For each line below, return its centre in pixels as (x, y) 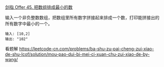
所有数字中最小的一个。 (29, 24)
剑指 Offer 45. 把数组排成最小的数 (39, 7)
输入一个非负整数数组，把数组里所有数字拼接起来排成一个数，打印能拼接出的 (82, 18)
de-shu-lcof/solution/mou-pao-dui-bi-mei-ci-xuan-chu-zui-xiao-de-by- (78, 54)
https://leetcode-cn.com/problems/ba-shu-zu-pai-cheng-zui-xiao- (86, 49)
